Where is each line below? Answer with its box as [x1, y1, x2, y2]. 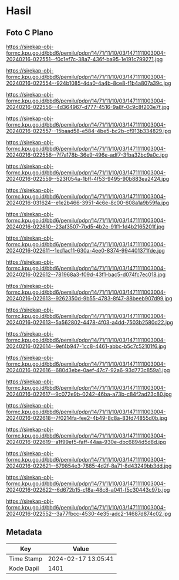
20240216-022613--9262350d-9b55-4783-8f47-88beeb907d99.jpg [6, 295, 173, 301]
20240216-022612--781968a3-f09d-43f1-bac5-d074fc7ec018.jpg [6, 271, 166, 278]
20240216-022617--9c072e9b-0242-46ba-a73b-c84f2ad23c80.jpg [6, 390, 172, 397]
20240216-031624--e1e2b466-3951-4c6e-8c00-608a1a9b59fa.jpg [6, 199, 169, 206]
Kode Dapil [9, 564, 39, 572]
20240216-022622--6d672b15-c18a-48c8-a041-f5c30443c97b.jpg [6, 486, 170, 493]
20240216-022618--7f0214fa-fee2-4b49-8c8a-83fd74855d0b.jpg [6, 415, 168, 422]
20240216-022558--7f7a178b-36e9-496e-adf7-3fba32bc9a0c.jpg [6, 151, 168, 158]
